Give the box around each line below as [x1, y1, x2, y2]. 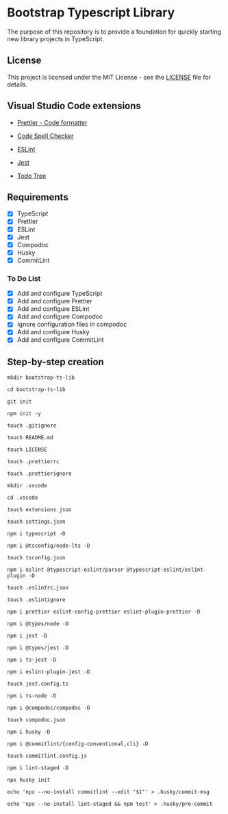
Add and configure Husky [16, 328, 90, 336]
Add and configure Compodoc [16, 312, 103, 321]
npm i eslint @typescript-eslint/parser [7, 566, 125, 574]
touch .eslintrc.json [7, 585, 69, 592]
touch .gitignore [7, 422, 57, 430]
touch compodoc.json [7, 717, 66, 723]
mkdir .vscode [7, 482, 48, 489]
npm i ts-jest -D [7, 657, 57, 664]
